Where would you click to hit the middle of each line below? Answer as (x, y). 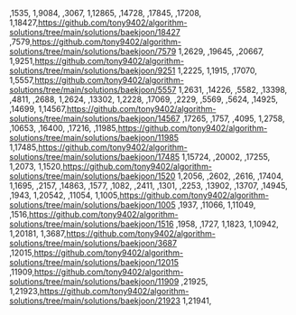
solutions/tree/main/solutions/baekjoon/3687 (93, 243)
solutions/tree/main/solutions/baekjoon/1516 (92, 224)
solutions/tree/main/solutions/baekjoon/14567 (95, 118)
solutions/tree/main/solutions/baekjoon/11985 (94, 138)
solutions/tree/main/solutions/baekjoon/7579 (93, 51)
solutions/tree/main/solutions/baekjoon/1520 (92, 176)
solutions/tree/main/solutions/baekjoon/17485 (95, 157)
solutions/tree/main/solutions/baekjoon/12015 (94, 262)
